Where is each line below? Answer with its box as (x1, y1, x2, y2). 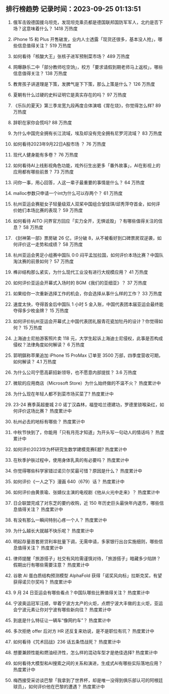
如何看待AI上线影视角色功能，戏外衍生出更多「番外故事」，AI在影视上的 (13, 162, 160, 168)
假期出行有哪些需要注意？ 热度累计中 (13, 562, 90, 568)
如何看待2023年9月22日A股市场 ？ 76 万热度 (13, 141, 106, 147)
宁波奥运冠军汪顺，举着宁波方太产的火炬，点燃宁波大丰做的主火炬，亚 (13, 600, 159, 606)
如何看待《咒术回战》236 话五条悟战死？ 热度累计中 (13, 638, 121, 645)
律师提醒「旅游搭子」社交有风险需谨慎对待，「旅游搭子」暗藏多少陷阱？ (13, 555, 161, 561)
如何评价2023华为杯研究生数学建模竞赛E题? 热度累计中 (13, 446, 127, 452)
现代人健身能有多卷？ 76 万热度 (13, 151, 78, 157)
